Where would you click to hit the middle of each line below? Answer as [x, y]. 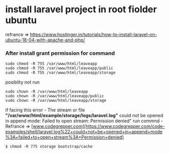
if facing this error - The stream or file [45, 110]
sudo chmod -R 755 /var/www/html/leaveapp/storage [60, 73]
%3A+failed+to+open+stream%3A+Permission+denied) [65, 137]
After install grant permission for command [60, 53]
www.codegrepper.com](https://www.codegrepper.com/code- [99, 126]
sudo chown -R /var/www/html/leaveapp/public [55, 96]
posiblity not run [23, 82]
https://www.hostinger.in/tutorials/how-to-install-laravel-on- [93, 34]
